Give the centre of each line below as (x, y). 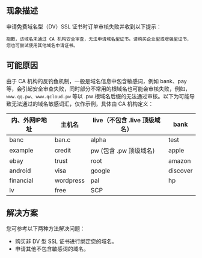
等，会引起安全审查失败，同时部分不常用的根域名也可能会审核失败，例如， (98, 89)
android (20, 171)
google (100, 171)
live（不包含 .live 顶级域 (126, 120)
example (21, 150)
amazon (179, 160)
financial (21, 180)
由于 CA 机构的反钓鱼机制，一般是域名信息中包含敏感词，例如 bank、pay (97, 81)
